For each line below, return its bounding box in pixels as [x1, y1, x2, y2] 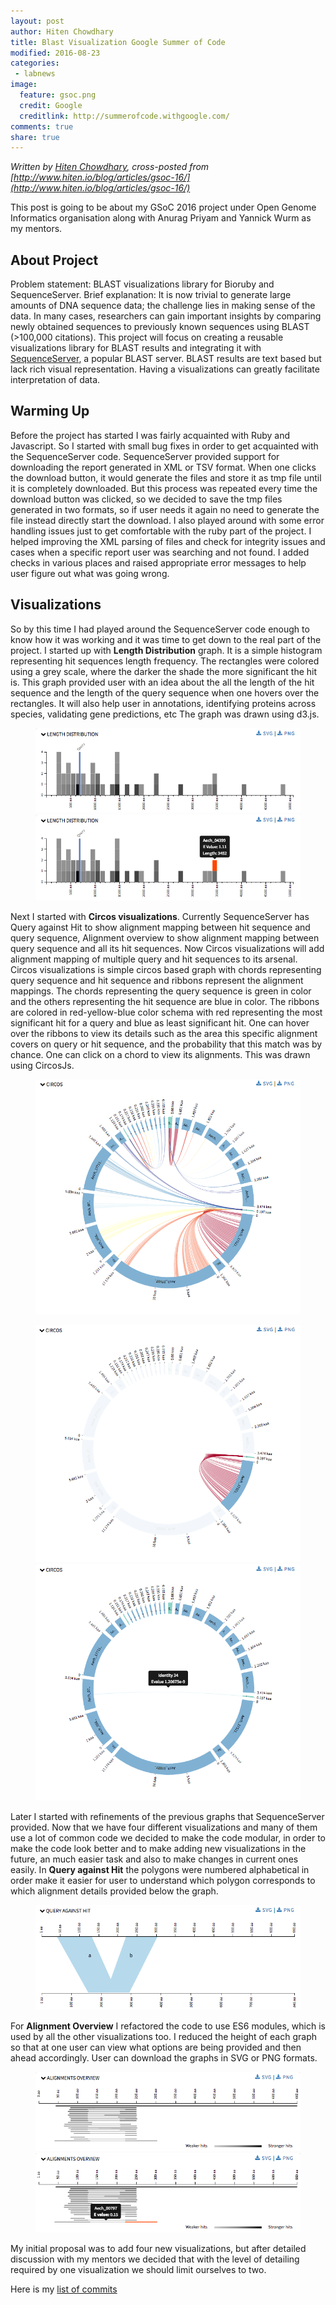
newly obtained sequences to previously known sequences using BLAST [10, 321, 310, 333]
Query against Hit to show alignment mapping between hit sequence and [10, 921, 311, 933]
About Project [10, 251, 99, 269]
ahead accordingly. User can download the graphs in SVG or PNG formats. [10, 2052, 318, 2064]
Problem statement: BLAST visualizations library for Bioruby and [10, 278, 275, 290]
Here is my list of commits [10, 2283, 118, 2295]
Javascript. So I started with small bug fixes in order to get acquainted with [10, 440, 319, 452]
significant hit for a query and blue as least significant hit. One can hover [10, 1016, 310, 1029]
